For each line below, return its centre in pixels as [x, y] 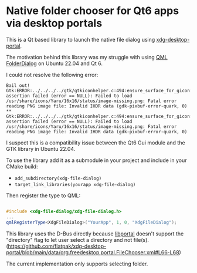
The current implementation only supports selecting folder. [77, 264]
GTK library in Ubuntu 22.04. [41, 149]
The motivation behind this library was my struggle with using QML [87, 57]
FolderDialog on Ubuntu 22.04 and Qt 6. [55, 63]
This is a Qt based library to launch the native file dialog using [81, 39]
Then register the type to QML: [43, 196]
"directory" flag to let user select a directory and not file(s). [78, 240]
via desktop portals [54, 23]
